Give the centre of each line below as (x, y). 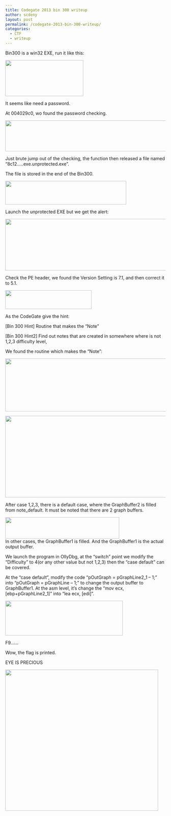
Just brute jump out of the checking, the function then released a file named (85, 158)
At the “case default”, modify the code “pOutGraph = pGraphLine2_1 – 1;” (81, 577)
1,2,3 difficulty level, (26, 341)
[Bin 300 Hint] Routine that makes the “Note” (52, 326)
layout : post (19, 19)
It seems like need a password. (38, 103)
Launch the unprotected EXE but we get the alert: (57, 212)
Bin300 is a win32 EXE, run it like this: (45, 53)
